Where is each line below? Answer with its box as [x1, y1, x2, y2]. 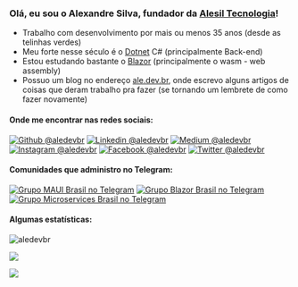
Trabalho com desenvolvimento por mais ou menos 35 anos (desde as [21, 28, 281, 38]
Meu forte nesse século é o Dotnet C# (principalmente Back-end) [21, 46, 263, 57]
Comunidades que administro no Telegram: [9, 165, 173, 175]
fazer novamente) [21, 94, 87, 105]
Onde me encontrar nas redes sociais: [9, 114, 153, 125]
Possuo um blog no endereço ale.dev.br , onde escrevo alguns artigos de [21, 75, 290, 86]
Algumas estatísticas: [9, 214, 93, 225]
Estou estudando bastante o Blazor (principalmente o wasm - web [21, 56, 266, 67]
